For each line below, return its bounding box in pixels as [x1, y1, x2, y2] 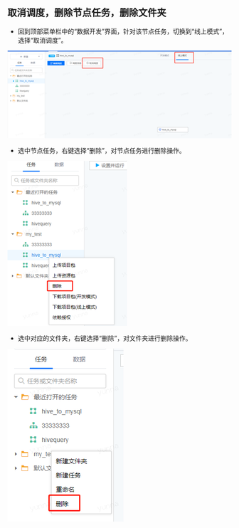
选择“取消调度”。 [17, 36, 68, 44]
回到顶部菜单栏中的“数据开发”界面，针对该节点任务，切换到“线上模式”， [17, 27, 229, 36]
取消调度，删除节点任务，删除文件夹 [7, 6, 166, 19]
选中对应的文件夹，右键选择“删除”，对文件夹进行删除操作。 [17, 334, 192, 343]
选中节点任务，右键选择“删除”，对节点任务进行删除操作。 [17, 147, 186, 155]
